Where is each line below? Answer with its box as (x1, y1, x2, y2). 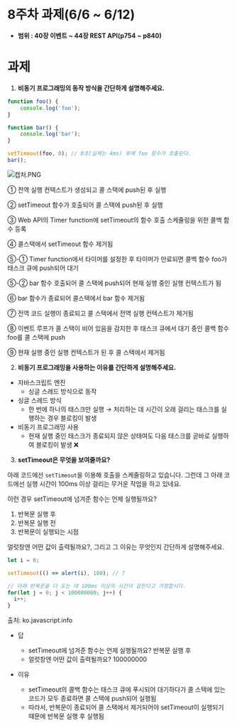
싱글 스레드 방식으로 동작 (28, 387, 97, 395)
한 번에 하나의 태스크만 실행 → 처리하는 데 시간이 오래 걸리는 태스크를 (28, 404, 220, 413)
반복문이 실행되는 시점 (17, 527, 79, 536)
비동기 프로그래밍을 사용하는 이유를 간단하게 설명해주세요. (17, 363, 176, 372)
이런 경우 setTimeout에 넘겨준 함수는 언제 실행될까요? (7, 495, 158, 503)
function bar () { (7, 124, 59, 131)
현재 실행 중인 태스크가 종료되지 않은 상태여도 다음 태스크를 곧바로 (28, 431, 211, 440)
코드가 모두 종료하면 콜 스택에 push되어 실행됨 (28, 694, 157, 703)
